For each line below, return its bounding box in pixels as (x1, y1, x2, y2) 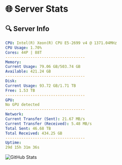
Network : (5, 112, 24, 117)
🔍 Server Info (5, 24, 50, 33)
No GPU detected (5, 102, 40, 107)
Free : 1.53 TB (5, 88, 36, 93)
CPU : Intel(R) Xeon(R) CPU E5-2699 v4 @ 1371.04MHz (5, 40, 117, 45)
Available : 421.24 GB (5, 69, 51, 74)
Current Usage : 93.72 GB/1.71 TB (5, 83, 76, 88)
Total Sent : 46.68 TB (5, 126, 51, 131)
